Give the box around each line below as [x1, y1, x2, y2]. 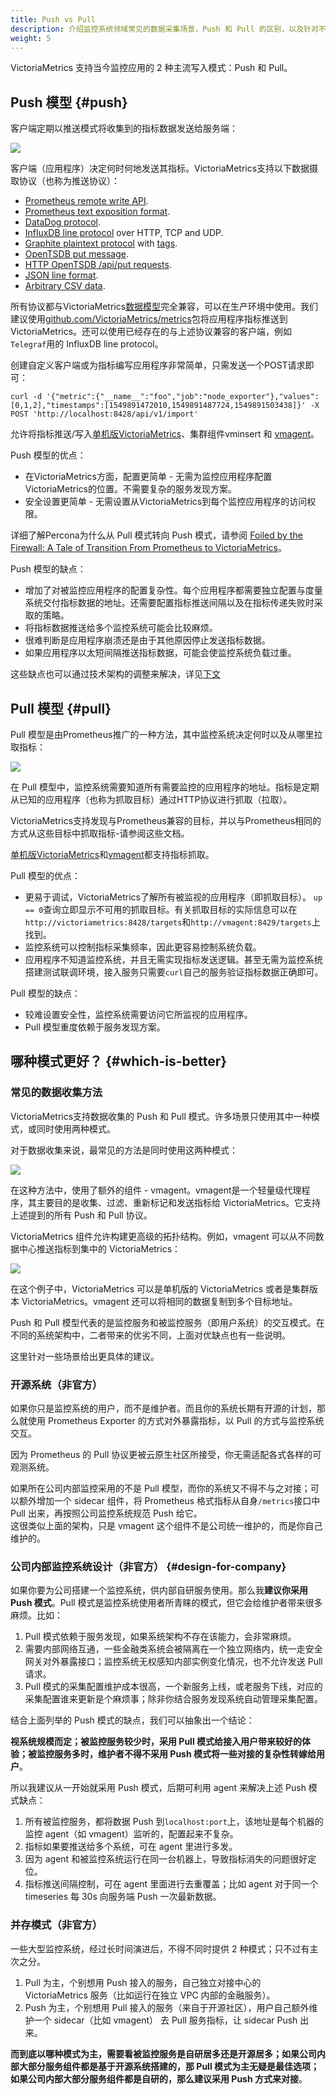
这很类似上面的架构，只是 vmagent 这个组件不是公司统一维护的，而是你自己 [10, 1519, 323, 1531]
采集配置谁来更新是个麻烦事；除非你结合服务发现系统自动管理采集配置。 [24, 1693, 323, 1705]
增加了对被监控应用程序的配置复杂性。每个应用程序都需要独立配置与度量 [24, 584, 323, 596]
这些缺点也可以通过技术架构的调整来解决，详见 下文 [10, 668, 221, 680]
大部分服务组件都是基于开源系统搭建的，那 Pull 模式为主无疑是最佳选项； [18, 2060, 320, 2072]
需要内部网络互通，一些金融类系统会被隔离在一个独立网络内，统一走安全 [24, 1643, 323, 1655]
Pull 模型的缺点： [10, 987, 81, 999]
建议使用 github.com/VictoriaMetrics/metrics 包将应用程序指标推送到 [10, 313, 288, 325]
